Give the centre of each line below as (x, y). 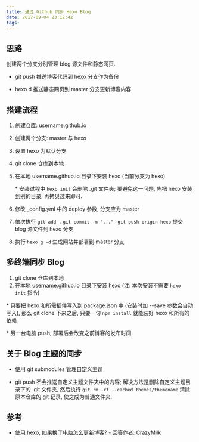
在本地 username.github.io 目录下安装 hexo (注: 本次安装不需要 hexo (98, 285)
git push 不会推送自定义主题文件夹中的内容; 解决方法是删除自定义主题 (100, 382)
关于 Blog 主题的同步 (44, 353)
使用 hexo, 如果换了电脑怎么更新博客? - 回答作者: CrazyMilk (88, 432)
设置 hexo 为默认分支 (41, 151)
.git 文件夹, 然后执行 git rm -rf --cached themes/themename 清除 (111, 389)
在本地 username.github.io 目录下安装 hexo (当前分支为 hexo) (90, 176)
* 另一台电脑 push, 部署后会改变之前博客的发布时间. (69, 333)
